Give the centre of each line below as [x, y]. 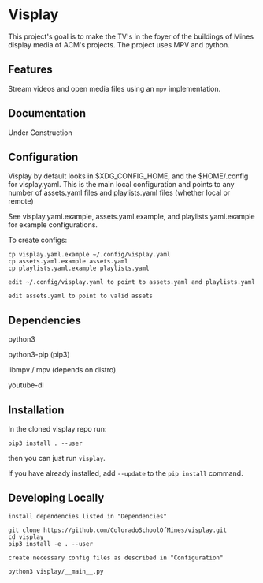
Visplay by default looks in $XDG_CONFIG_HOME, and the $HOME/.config [128, 176]
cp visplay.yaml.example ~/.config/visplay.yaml [89, 255]
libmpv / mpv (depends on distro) [62, 370]
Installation [36, 410]
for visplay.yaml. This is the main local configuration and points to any [121, 185]
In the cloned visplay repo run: [57, 429]
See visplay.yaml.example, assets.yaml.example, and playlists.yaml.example [131, 217]
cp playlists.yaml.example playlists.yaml [79, 269]
